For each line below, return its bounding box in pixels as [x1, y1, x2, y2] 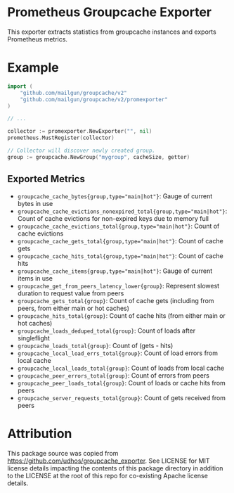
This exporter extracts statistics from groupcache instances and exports [7, 27, 216, 36]
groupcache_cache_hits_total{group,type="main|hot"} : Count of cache [17, 251, 223, 260]
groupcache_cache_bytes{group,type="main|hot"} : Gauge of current [17, 191, 213, 200]
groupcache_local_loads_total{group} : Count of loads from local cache [17, 364, 225, 372]
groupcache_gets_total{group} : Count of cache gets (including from [17, 296, 214, 305]
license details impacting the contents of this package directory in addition [7, 463, 223, 472]
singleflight [17, 333, 51, 342]
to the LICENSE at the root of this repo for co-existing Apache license [7, 471, 209, 480]
